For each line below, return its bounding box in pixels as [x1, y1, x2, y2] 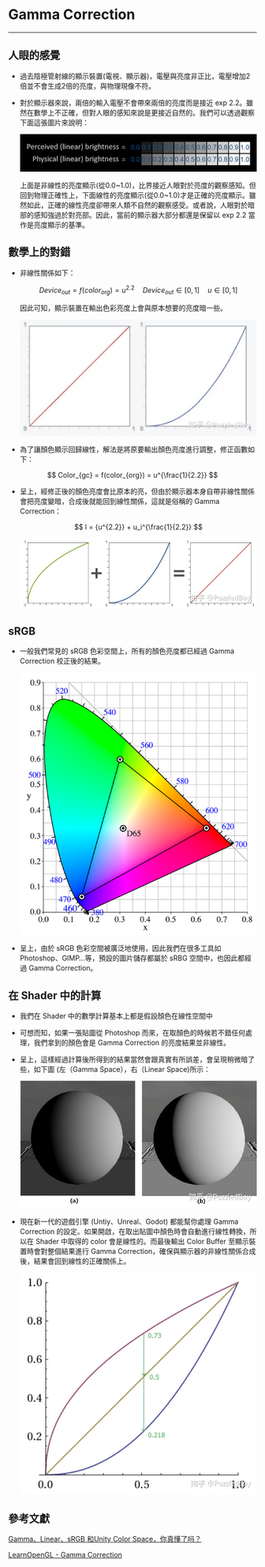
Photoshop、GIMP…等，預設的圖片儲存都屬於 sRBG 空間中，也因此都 [19, 953, 245, 963]
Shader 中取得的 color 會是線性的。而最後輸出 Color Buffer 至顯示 [35, 1236, 249, 1246]
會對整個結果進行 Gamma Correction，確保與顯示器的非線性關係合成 [33, 1246, 256, 1255]
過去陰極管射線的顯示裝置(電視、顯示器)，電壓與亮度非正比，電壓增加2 [19, 71, 251, 81]
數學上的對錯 [8, 245, 71, 259]
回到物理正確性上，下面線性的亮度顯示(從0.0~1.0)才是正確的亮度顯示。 [19, 190, 250, 199]
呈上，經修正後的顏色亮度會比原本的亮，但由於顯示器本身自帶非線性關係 [19, 486, 255, 496]
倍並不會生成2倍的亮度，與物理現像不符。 [19, 81, 156, 90]
